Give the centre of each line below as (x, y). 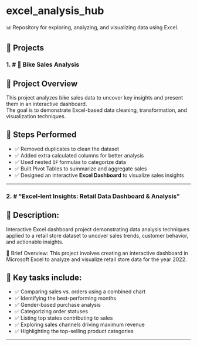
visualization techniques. (36, 117)
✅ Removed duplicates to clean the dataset (67, 149)
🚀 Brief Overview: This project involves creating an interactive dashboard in (97, 253)
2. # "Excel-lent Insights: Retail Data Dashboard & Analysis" (93, 196)
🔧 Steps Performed (41, 135)
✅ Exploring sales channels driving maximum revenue (79, 325)
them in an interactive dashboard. (47, 104)
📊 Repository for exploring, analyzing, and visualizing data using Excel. (92, 27)
